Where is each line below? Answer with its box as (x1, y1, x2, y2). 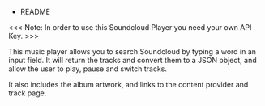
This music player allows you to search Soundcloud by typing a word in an (8, 47, 257, 56)
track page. (8, 88, 47, 98)
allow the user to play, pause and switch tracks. (8, 64, 168, 74)
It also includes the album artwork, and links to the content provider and (8, 80, 249, 89)
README (19, 7, 51, 16)
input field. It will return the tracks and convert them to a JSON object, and (8, 56, 257, 65)
